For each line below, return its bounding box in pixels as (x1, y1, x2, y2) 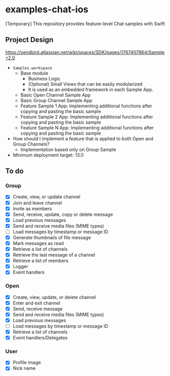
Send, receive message (12, 306, 63, 312)
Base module (20, 70, 49, 76)
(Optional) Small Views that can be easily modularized (28, 81, 143, 87)
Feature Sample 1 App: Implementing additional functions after (20, 103, 153, 109)
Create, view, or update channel (12, 194, 81, 200)
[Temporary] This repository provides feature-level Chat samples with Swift (5, 21, 165, 27)
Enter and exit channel (12, 299, 61, 306)
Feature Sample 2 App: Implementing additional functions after (20, 114, 153, 120)
